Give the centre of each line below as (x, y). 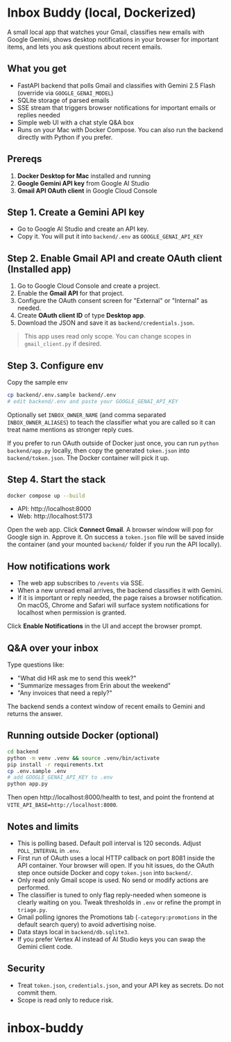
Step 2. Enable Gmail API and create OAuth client (115, 258)
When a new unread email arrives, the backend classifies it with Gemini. (120, 591)
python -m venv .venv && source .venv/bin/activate (83, 758)
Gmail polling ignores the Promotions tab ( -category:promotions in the (117, 917)
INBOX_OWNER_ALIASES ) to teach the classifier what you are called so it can (111, 422)
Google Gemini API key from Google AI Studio (83, 183)
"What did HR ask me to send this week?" (77, 678)
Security (26, 969)
